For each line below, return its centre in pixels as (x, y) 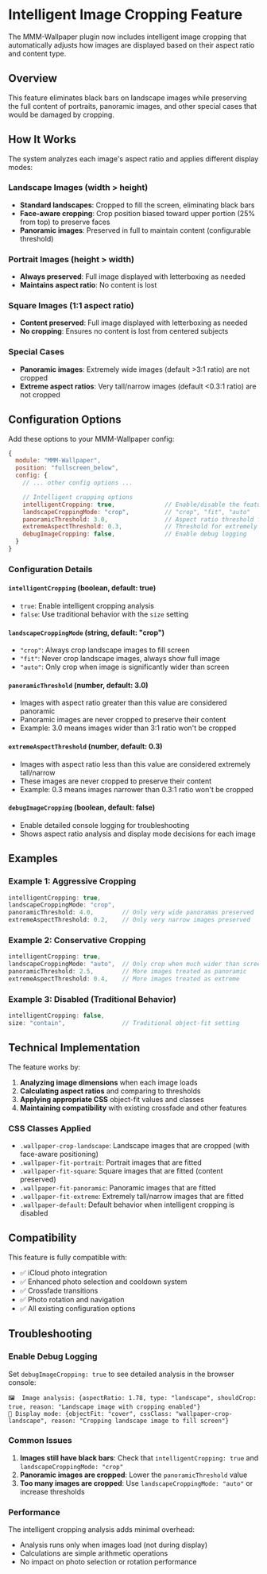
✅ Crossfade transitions (59, 1290)
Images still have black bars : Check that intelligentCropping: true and (139, 1458)
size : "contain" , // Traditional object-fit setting (124, 1023)
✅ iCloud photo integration (63, 1272)
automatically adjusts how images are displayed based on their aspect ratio (132, 44)
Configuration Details (50, 569)
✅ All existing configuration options (77, 1308)
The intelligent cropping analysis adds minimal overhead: (102, 1530)
